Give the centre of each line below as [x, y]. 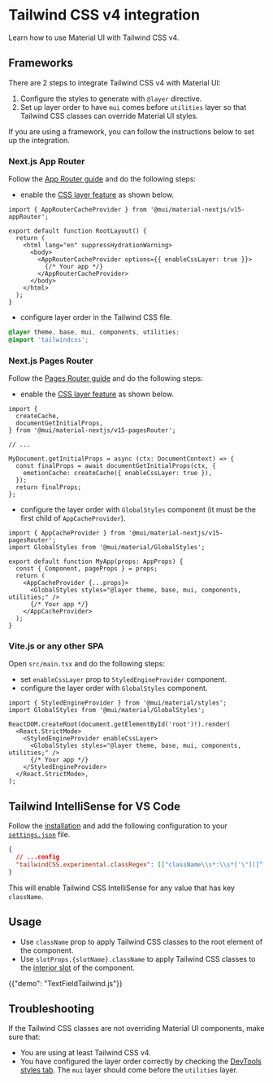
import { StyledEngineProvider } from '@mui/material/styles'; [118, 703]
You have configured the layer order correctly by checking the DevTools [141, 1061]
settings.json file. [39, 835]
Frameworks [41, 63]
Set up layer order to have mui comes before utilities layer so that [133, 107]
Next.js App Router [47, 161]
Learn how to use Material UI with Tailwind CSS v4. [94, 37]
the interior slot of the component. [78, 967]
